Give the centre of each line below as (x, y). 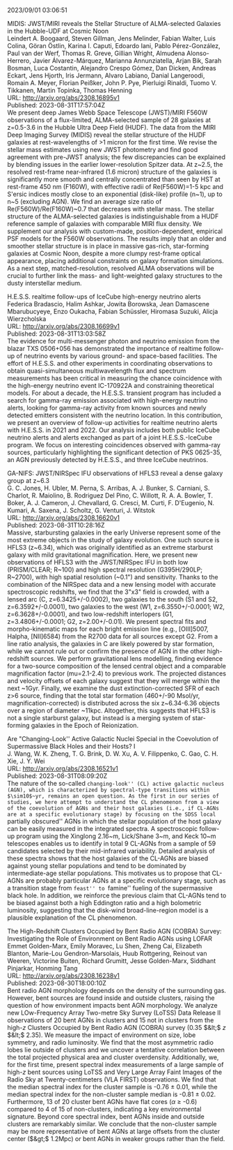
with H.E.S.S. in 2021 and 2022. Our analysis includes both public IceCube (114, 430)
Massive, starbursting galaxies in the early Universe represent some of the (114, 532)
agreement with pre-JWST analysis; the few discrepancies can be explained (116, 157)
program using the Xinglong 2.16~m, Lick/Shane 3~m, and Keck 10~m (116, 836)
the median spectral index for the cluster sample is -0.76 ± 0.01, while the (112, 1087)
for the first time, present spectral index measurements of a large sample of (115, 1065)
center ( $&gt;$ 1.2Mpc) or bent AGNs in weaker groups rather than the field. (116, 1139)
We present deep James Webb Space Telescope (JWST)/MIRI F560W (107, 112)
